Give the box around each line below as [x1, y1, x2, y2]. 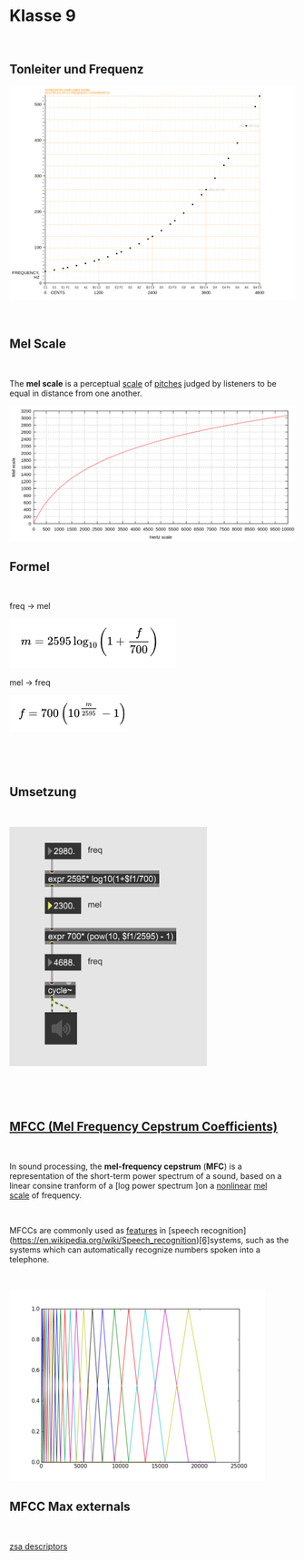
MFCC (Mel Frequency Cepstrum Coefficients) [9, 1119, 279, 1134]
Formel [9, 559, 50, 574]
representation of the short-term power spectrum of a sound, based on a [9, 1170, 282, 1181]
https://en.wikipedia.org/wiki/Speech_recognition [12, 1234, 197, 1245]
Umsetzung [9, 784, 77, 800]
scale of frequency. [9, 1190, 83, 1201]
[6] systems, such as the [199, 1234, 289, 1245]
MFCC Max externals [9, 1499, 131, 1515]
